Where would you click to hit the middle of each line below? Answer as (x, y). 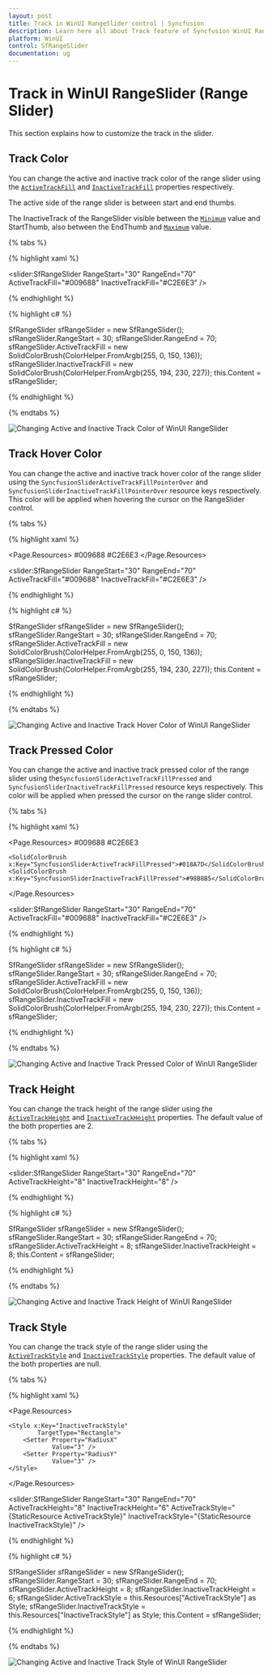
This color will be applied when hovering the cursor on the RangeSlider (127, 499)
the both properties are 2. (51, 1126)
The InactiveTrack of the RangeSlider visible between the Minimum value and (134, 218)
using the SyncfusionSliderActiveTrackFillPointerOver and (108, 482)
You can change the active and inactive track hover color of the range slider (135, 473)
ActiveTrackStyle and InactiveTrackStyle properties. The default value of (132, 1355)
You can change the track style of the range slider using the (108, 1347)
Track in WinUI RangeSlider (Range (128, 94)
